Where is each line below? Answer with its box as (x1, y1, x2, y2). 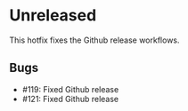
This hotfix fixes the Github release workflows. (9, 35, 180, 45)
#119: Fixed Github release (21, 83, 119, 94)
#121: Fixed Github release (21, 93, 119, 104)
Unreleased (9, 5, 97, 26)
